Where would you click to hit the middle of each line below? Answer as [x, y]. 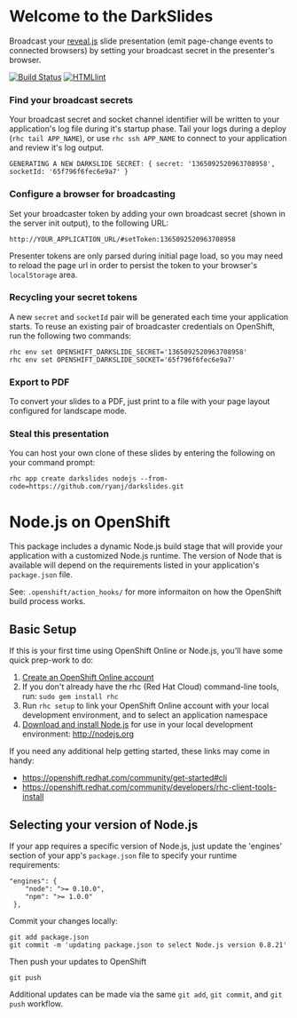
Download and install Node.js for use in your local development [137, 725]
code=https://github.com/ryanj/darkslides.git [97, 487]
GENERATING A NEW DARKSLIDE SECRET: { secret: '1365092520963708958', [142, 164]
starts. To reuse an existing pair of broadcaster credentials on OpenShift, [142, 326]
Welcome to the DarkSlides [111, 16]
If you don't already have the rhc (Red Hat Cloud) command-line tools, [150, 687]
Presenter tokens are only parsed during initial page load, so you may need [146, 256]
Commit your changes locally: [63, 920]
